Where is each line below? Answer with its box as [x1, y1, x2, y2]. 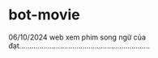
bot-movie [8, 6, 80, 24]
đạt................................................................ [8, 40, 151, 50]
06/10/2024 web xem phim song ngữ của [8, 32, 146, 42]
